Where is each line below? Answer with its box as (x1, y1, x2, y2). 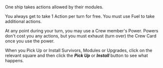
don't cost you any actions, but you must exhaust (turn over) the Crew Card (5, 33, 157, 39)
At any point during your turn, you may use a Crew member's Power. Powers (5, 28, 159, 33)
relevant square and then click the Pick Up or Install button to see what (5, 53, 148, 58)
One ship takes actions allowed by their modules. (5, 4, 104, 10)
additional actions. (5, 19, 42, 24)
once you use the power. (5, 38, 55, 44)
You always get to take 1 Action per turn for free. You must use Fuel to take (5, 14, 155, 19)
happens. (5, 58, 24, 63)
